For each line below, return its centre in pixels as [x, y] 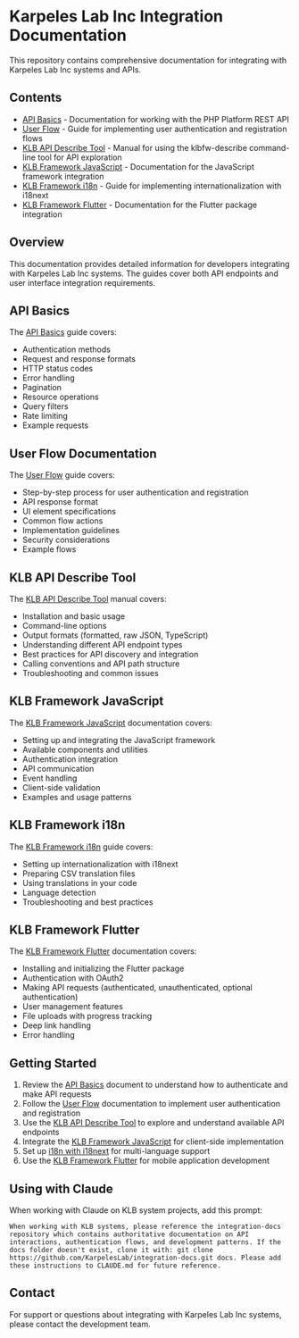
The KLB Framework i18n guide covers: [81, 847]
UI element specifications [69, 512]
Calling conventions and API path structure [101, 664]
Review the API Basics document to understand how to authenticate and [155, 1085]
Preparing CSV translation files [79, 874]
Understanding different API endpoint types [102, 644]
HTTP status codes [58, 369]
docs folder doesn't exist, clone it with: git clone [112, 1250]
